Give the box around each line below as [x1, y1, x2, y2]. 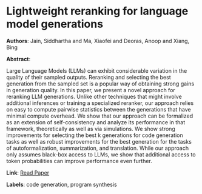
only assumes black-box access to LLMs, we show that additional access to [6, 150, 196, 158]
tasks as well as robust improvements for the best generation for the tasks [6, 138, 192, 145]
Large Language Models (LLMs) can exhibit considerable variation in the [6, 67, 187, 74]
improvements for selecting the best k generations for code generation [6, 132, 183, 139]
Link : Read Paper [6, 169, 50, 176]
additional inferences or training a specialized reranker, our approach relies [6, 99, 194, 107]
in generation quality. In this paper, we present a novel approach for [6, 86, 176, 93]
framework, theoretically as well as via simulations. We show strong [6, 125, 176, 132]
